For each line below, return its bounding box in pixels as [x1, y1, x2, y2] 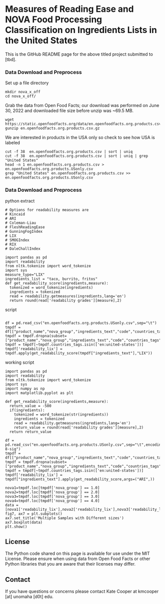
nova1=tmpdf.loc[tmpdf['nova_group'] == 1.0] [5, 485, 100, 490]
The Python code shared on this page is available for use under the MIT [5, 551, 150, 557]
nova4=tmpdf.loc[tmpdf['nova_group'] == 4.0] [5, 498, 100, 503]
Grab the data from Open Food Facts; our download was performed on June [5, 103, 160, 108]
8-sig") [5, 446, 21, 452]
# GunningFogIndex [5, 229, 43, 234]
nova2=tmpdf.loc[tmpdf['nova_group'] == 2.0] [5, 490, 100, 495]
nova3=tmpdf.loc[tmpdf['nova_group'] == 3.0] [5, 494, 100, 499]
